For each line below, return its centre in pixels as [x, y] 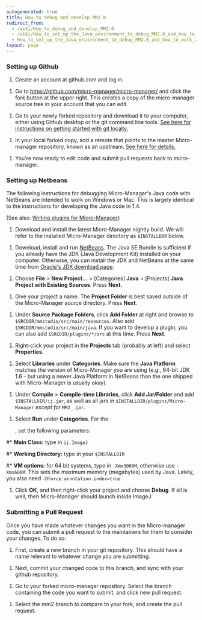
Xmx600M [16, 473]
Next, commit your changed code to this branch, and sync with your [99, 568]
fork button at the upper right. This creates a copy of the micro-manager [105, 98]
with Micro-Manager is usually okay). [61, 383]
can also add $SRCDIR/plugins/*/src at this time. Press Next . [90, 334]
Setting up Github [32, 66]
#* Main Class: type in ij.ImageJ [47, 442]
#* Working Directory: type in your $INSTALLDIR [66, 454]
